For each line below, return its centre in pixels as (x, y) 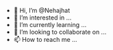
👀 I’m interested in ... (42, 18)
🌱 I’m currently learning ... (50, 25)
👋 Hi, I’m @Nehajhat (42, 10)
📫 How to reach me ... (45, 40)
